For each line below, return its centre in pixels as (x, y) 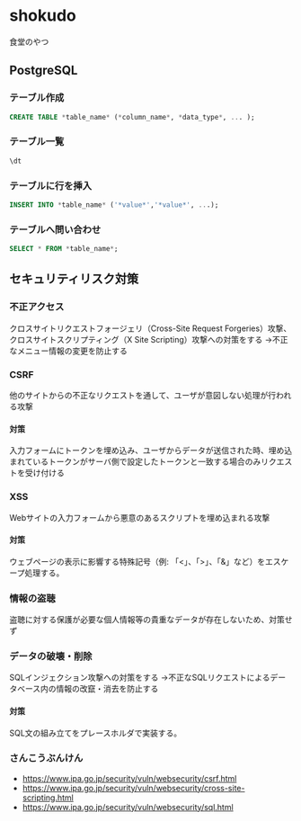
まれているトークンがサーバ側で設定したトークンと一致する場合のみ (135, 462)
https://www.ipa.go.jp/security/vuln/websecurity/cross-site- (133, 788)
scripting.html (48, 798)
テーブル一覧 (37, 142)
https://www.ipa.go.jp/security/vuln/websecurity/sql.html (128, 807)
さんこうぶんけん (46, 758)
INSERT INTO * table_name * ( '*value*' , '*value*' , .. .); (114, 205)
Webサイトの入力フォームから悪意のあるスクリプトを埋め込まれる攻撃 (140, 517)
